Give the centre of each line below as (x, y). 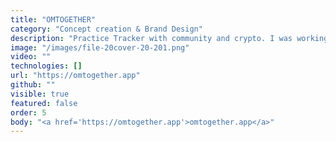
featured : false (44, 103)
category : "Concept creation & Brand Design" (106, 29)
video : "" (31, 57)
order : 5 (28, 112)
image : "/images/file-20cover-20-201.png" (100, 47)
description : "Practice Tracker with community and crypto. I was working (169, 38)
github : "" (33, 85)
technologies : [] (46, 66)
